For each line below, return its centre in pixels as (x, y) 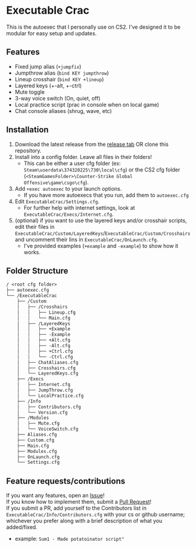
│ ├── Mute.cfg (38, 424)
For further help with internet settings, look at (79, 207)
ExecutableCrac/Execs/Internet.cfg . (69, 214)
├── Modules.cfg (37, 451)
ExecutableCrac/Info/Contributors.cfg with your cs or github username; (96, 515)
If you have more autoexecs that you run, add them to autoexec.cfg (106, 195)
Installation (27, 130)
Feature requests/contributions (66, 481)
